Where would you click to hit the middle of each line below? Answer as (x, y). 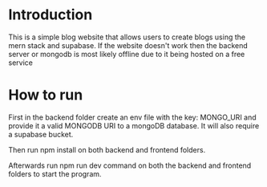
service (21, 63)
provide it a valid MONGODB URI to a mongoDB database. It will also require (134, 125)
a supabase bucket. (41, 134)
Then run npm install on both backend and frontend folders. (107, 149)
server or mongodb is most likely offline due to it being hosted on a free (127, 54)
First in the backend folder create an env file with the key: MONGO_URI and (132, 117)
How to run (46, 95)
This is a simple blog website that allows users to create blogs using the (127, 37)
